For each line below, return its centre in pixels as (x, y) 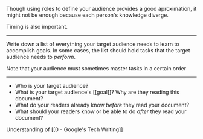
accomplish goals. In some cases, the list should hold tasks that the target (98, 50)
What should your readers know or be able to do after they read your (101, 111)
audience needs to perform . (41, 57)
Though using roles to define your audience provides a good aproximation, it (101, 9)
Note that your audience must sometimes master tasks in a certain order (96, 68)
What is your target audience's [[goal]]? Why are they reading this (97, 92)
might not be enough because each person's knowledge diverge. (88, 15)
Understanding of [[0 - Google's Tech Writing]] (65, 129)
